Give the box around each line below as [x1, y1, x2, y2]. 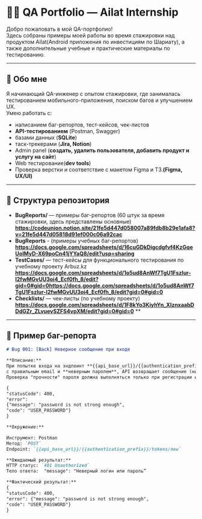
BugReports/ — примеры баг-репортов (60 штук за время [14, 211, 165, 219]
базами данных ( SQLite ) [14, 134, 77, 141]
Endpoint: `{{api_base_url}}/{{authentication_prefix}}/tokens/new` [6, 446, 182, 452]
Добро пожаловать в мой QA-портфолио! [6, 25, 113, 33]
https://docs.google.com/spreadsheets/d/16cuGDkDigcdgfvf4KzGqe [14, 244, 194, 251]
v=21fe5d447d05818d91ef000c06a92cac [14, 230, 123, 237]
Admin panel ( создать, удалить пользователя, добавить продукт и [14, 146, 189, 154]
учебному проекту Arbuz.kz [14, 262, 87, 270]
